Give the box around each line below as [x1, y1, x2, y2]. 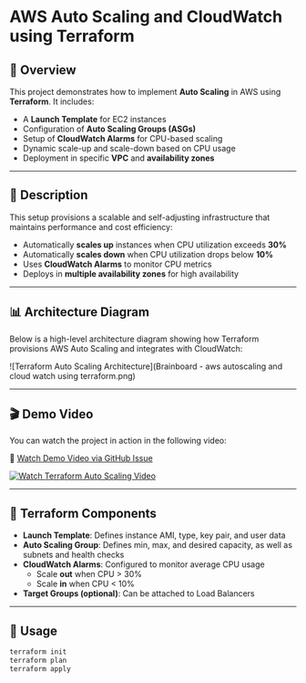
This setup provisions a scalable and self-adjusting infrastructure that [9, 212, 270, 223]
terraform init [9, 647, 67, 657]
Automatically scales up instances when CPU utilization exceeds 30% [22, 239, 287, 250]
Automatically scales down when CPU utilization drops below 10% [22, 248, 273, 259]
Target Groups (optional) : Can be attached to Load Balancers [22, 588, 255, 599]
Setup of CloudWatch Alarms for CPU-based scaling [22, 133, 223, 143]
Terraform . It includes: [9, 96, 95, 107]
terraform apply [9, 664, 71, 673]
